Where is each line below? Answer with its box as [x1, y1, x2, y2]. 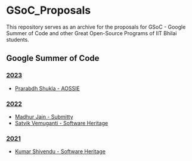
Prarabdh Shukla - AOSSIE [14, 85, 80, 92]
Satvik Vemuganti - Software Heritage [14, 119, 109, 126]
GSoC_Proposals [6, 4, 91, 17]
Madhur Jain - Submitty [14, 113, 73, 120]
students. [6, 36, 30, 43]
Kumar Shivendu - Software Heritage [14, 148, 106, 155]
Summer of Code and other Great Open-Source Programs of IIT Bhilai [6, 29, 177, 36]
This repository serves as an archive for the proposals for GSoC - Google [6, 23, 186, 30]
